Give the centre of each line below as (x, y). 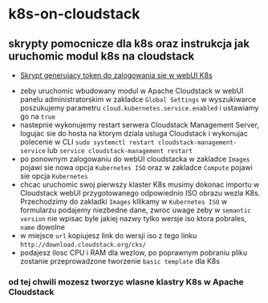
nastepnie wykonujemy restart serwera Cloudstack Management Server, (139, 125)
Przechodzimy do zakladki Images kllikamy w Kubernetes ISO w (124, 202)
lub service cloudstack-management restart (120, 150)
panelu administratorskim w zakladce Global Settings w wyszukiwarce (138, 99)
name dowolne (43, 227)
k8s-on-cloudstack (74, 14)
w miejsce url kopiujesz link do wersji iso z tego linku (108, 236)
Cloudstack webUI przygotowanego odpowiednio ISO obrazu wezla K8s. (140, 193)
